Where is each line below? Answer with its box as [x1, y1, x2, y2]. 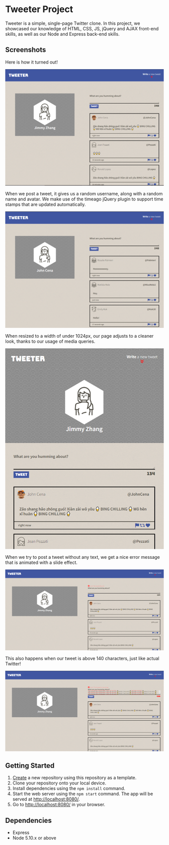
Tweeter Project [5, 4, 73, 15]
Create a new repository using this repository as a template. [12, 775, 137, 781]
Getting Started [5, 761, 55, 770]
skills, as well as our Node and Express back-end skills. [5, 31, 120, 37]
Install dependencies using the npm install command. [12, 785, 126, 791]
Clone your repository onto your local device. [12, 780, 107, 786]
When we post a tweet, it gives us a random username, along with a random [5, 191, 163, 197]
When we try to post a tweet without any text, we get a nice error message [5, 554, 160, 560]
